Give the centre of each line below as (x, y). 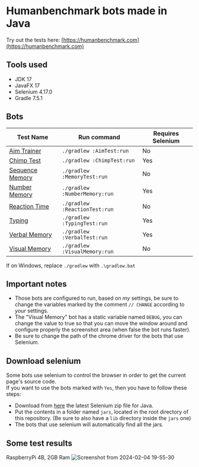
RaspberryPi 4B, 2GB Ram (38, 457)
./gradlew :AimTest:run (95, 151)
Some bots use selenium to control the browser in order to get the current (96, 375)
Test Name (33, 137)
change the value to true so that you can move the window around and (101, 324)
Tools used (27, 65)
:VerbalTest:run (85, 237)
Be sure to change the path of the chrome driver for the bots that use (99, 336)
